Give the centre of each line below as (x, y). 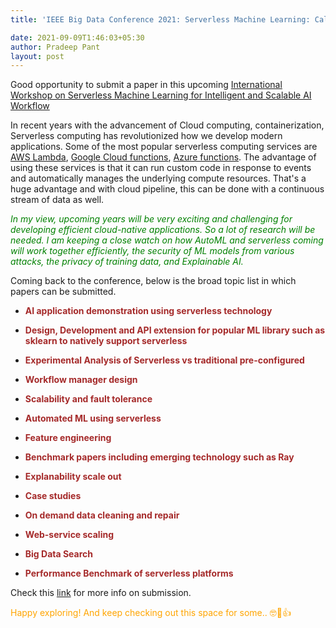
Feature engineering (68, 438)
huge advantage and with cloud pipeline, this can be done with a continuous (167, 189)
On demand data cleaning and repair (102, 515)
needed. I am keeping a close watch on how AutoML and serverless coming (167, 240)
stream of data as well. (57, 200)
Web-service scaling (69, 535)
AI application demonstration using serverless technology (148, 311)
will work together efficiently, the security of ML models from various (152, 251)
